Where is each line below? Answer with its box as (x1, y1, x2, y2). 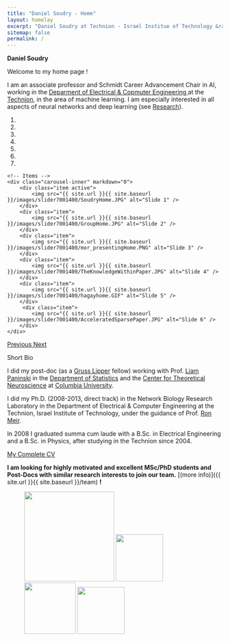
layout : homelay (7, 16, 53, 23)
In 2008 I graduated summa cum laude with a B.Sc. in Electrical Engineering (7, 430, 221, 438)
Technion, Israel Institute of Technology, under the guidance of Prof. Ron (7, 409, 212, 417)
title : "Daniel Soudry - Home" (7, 10, 97, 17)
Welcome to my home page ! (7, 68, 88, 76)
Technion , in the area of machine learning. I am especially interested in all (7, 95, 214, 103)
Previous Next (7, 340, 47, 349)
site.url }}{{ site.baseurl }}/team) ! (7, 478, 102, 486)
